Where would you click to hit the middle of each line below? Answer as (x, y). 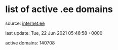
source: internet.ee (25, 23)
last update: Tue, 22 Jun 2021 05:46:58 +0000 (54, 33)
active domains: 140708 (30, 43)
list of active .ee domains (59, 9)
